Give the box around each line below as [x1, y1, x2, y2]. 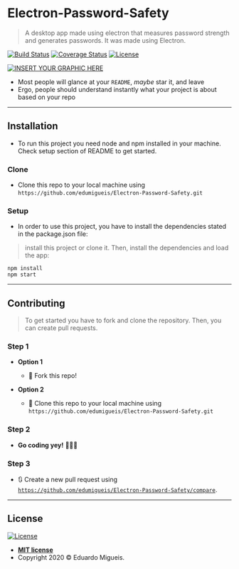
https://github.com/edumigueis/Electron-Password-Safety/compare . [17, 486, 218, 494]
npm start [7, 271, 37, 279]
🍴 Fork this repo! [28, 371, 77, 380]
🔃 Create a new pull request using [17, 476, 118, 484]
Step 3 [7, 458, 31, 468]
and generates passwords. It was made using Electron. [24, 36, 186, 44]
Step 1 [7, 342, 29, 352]
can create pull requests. [24, 324, 98, 332]
